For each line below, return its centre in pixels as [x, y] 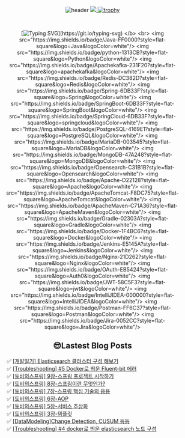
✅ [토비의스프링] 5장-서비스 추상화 [47, 406]
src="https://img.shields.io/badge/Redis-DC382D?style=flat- [92, 78]
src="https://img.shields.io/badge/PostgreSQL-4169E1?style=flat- [92, 129]
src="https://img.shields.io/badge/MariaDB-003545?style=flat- [92, 142]
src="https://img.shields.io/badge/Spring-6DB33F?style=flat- [92, 91]
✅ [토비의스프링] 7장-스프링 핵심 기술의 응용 [58, 391]
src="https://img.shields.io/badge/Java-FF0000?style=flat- [92, 40]
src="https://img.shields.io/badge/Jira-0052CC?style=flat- [92, 321]
